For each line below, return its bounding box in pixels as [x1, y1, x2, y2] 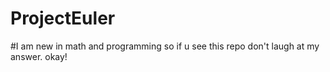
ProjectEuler [10, 7, 116, 30]
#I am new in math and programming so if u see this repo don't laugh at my [10, 40, 320, 52]
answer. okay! [10, 50, 68, 62]
